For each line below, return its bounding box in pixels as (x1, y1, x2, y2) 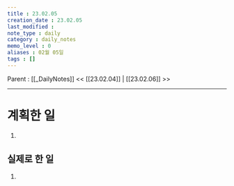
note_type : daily (7, 29, 61, 37)
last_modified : (7, 23, 54, 30)
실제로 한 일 (7, 153, 54, 165)
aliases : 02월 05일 (7, 49, 64, 56)
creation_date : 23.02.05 (7, 17, 82, 24)
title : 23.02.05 (7, 10, 58, 17)
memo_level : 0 (7, 42, 52, 49)
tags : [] (7, 56, 36, 63)
